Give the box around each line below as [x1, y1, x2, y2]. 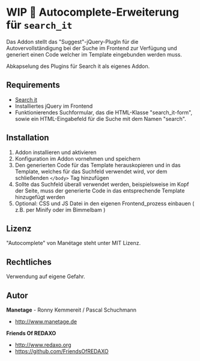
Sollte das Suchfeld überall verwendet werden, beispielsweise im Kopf [14, 180, 189, 188]
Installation [6, 132, 49, 143]
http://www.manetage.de [14, 318, 77, 325]
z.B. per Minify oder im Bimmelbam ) [14, 206, 106, 213]
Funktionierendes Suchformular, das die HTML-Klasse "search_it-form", [14, 108, 193, 116]
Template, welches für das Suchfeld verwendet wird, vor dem [14, 168, 168, 175]
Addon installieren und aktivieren [14, 149, 97, 156]
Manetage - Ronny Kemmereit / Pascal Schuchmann [6, 306, 137, 313]
